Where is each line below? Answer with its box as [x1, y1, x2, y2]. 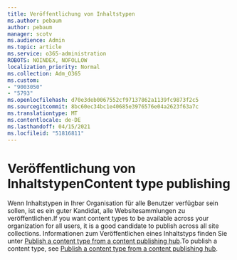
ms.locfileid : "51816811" [7, 130, 84, 137]
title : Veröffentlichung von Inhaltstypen [7, 10, 135, 18]
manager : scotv [7, 30, 53, 38]
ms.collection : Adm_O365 [7, 70, 81, 77]
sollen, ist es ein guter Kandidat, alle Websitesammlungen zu [7, 207, 186, 215]
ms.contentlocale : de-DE [7, 116, 81, 123]
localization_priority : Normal [7, 63, 100, 71]
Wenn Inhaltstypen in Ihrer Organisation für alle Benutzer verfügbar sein [7, 199, 218, 207]
